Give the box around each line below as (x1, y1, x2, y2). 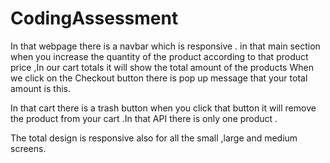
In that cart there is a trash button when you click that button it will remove (10, 102, 317, 114)
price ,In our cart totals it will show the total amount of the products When (10, 61, 314, 73)
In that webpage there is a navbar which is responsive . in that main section (10, 40, 321, 52)
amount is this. (10, 82, 71, 94)
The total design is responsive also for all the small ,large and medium (10, 132, 298, 144)
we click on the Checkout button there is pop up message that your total (10, 72, 308, 84)
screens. (10, 142, 47, 154)
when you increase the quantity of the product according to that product (10, 50, 309, 62)
